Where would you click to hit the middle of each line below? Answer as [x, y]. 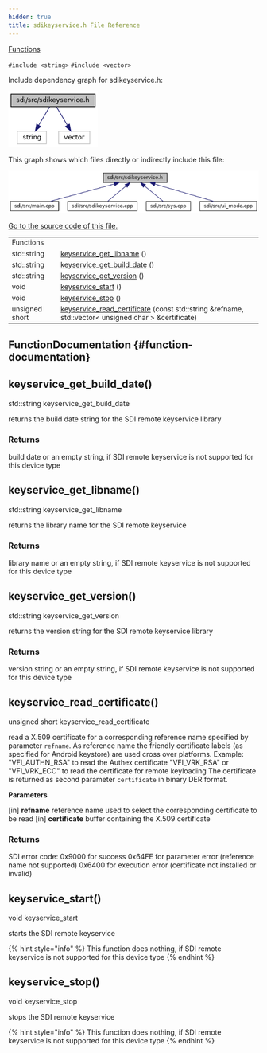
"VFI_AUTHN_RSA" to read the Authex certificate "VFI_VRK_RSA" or [118, 762]
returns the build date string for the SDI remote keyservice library [115, 419]
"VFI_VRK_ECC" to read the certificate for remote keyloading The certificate [132, 771]
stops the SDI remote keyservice [62, 1016]
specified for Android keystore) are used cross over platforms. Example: [126, 754]
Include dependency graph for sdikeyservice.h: [85, 80]
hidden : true [30, 17]
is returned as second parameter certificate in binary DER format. [118, 779]
